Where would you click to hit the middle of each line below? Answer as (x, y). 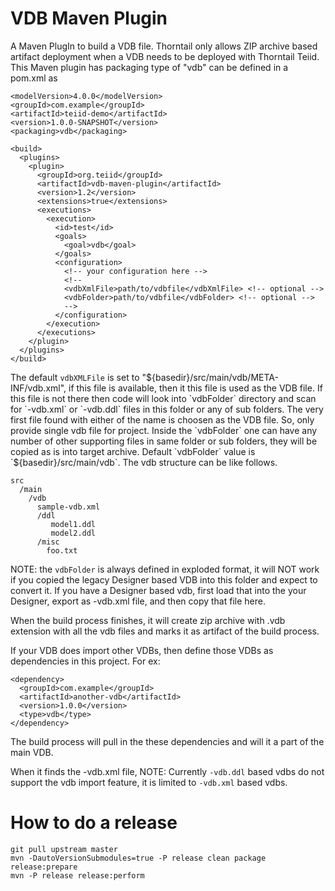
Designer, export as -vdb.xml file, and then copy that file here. (138, 601)
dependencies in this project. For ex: (85, 661)
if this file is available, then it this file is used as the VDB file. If (195, 388)
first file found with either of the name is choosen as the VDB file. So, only (162, 419)
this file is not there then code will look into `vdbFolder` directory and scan (163, 398)
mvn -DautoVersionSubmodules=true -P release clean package (138, 858)
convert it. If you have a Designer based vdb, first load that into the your (158, 590)
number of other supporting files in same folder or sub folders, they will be (164, 441)
